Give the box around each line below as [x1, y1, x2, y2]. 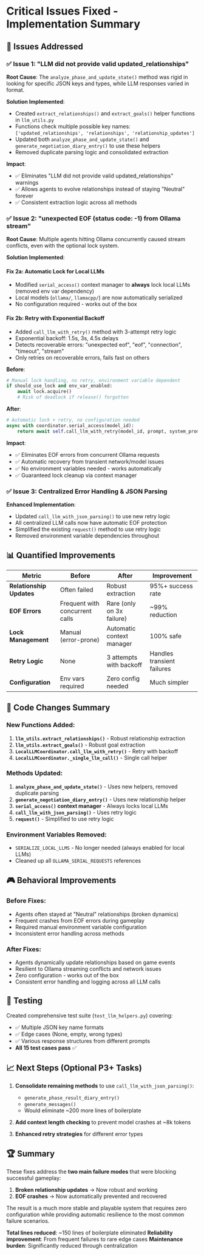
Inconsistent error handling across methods [15, 929, 124, 937]
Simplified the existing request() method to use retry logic [15, 525, 161, 533]
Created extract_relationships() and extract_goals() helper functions [15, 109, 195, 117]
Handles [149, 649, 174, 657]
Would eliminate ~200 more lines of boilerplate [24, 1107, 141, 1114]
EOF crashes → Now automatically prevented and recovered [15, 1192, 167, 1200]
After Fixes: [6, 945, 41, 953]
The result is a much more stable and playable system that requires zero [6, 1204, 187, 1211]
